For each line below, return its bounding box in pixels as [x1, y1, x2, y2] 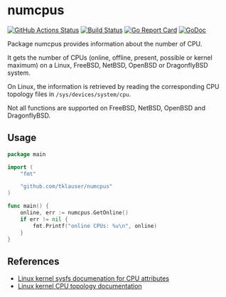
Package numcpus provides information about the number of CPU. [7, 39, 203, 48]
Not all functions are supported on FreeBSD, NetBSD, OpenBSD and [7, 103, 206, 112]
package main [7, 150, 46, 158]
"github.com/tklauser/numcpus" [20, 183, 113, 190]
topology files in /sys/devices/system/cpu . [7, 90, 131, 98]
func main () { [7, 202, 50, 210]
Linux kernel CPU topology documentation [17, 282, 142, 291]
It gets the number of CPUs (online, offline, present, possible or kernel [7, 53, 213, 62]
